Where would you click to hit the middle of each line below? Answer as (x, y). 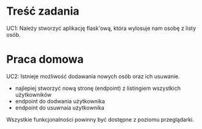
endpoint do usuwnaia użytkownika (60, 108)
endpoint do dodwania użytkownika (60, 101)
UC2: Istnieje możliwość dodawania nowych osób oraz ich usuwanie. (93, 76)
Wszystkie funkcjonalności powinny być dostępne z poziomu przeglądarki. (100, 119)
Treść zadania (43, 11)
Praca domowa (45, 60)
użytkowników (33, 94)
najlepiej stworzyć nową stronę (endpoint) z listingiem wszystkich (98, 88)
